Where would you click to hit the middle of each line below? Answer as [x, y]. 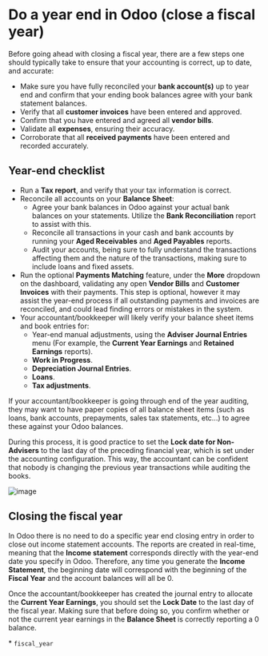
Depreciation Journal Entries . [82, 368]
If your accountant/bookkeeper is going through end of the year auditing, [129, 400]
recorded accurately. [54, 145]
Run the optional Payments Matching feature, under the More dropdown [140, 275]
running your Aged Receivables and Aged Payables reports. [132, 241]
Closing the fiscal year [66, 517]
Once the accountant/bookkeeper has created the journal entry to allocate [131, 594]
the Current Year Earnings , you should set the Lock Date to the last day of [131, 602]
